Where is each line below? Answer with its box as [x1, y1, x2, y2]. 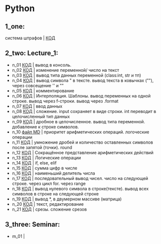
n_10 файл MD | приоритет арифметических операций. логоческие [12, 129, 149, 135]
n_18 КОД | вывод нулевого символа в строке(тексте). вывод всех [12, 185, 149, 192]
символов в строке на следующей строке [12, 191, 99, 196]
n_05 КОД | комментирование [12, 88, 74, 94]
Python [5, 3, 35, 14]
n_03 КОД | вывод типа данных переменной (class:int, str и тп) [12, 72, 141, 78]
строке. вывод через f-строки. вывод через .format [12, 98, 118, 104]
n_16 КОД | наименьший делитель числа [12, 170, 95, 176]
